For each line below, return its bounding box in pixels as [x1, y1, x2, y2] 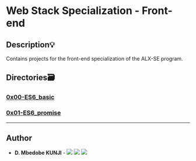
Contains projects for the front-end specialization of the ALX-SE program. [6, 55, 183, 62]
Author [6, 133, 32, 143]
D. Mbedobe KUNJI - [14, 149, 66, 156]
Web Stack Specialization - [6, 4, 140, 17]
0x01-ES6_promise [6, 109, 61, 117]
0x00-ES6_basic [6, 93, 55, 101]
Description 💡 [6, 40, 55, 50]
